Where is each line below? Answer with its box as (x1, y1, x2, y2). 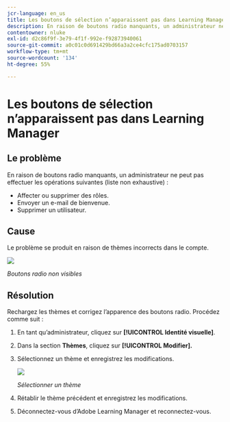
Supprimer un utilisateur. (16, 206, 87, 214)
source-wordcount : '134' (7, 55, 78, 62)
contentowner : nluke (7, 29, 66, 36)
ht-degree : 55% (7, 61, 51, 68)
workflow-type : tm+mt (7, 49, 69, 55)
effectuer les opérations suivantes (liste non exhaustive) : (7, 178, 169, 186)
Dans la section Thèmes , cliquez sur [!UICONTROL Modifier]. (16, 341, 193, 350)
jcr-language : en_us (7, 10, 66, 17)
